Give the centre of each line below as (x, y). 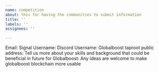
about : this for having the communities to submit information (73, 15)
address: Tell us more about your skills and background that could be (77, 53)
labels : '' (17, 24)
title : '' (16, 19)
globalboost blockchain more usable (43, 64)
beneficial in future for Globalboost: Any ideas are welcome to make (76, 58)
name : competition (25, 10)
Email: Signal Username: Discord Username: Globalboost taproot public (80, 48)
